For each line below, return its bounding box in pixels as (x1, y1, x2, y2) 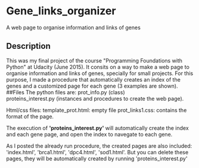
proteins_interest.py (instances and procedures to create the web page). (6, 95, 184, 102)
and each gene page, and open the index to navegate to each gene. (6, 130, 173, 138)
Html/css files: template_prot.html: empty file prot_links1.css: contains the (6, 106, 187, 114)
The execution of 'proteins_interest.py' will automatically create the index (6, 124, 189, 132)
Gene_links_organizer (6, 4, 116, 18)
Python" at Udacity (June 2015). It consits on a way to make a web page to (6, 63, 189, 70)
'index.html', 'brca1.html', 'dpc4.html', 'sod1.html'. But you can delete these (6, 148, 189, 155)
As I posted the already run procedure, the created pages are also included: (6, 142, 192, 150)
